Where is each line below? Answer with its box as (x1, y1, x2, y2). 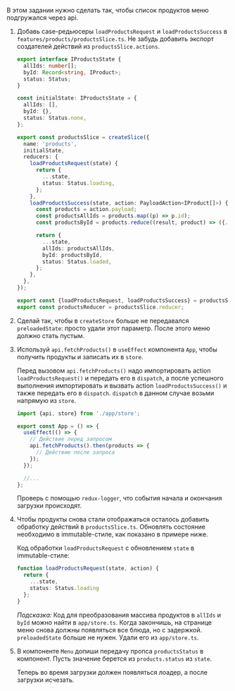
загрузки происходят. (16, 501, 82, 510)
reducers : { (23, 153, 58, 161)
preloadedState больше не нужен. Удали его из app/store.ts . (16, 633, 199, 642)
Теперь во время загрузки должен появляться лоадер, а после (16, 668, 208, 676)
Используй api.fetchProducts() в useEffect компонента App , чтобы (16, 345, 217, 354)
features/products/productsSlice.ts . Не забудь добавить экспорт (16, 35, 214, 43)
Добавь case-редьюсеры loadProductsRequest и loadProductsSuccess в (16, 28, 228, 35)
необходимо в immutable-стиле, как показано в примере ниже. (16, 530, 208, 539)
